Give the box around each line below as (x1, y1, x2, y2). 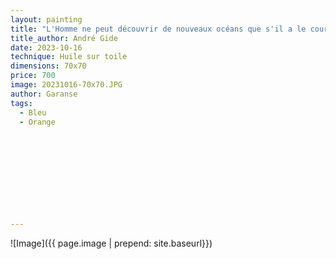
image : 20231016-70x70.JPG (10, 80, 123, 90)
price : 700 (10, 71, 56, 81)
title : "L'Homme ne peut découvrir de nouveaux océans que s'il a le (10, 24, 307, 34)
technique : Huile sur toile (10, 52, 128, 62)
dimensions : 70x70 (10, 61, 87, 71)
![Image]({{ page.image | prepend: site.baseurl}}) (10, 237, 213, 249)
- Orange (19, 117, 56, 127)
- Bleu (19, 107, 47, 118)
